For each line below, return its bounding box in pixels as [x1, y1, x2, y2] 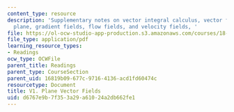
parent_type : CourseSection [7, 68, 89, 75]
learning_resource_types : [7, 42, 82, 49]
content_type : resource [7, 10, 77, 17]
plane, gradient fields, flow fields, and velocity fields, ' [13, 23, 198, 30]
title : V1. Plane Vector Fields [7, 88, 101, 95]
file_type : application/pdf [7, 36, 89, 43]
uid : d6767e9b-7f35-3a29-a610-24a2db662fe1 [7, 95, 136, 102]
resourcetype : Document [7, 81, 77, 88]
